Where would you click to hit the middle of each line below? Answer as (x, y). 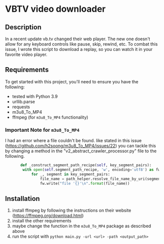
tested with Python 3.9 (35, 96)
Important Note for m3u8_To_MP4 (42, 130)
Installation (22, 199)
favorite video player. (26, 54)
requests (21, 107)
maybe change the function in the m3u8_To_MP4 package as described (82, 226)
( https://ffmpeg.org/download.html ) (48, 216)
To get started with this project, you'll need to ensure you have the (72, 81)
